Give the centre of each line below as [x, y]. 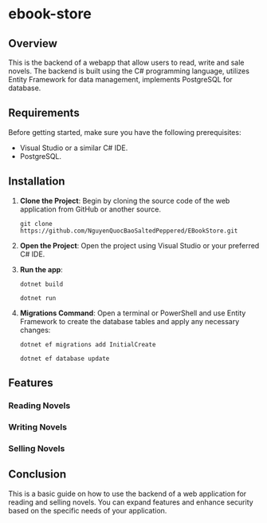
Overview [33, 44]
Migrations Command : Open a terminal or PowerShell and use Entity [133, 313]
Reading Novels [39, 406]
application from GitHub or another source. [90, 209]
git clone [36, 224]
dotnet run [38, 298]
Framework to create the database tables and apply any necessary [130, 321]
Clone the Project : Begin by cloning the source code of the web [125, 200]
